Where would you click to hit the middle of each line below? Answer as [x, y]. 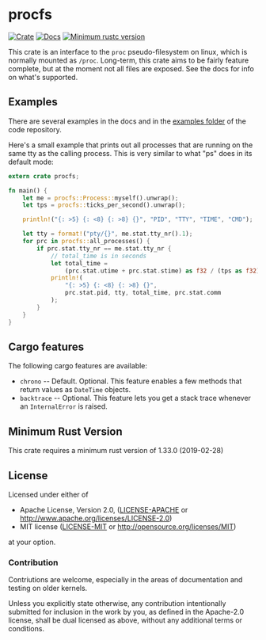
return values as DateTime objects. [75, 390]
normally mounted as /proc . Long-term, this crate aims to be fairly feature [129, 60]
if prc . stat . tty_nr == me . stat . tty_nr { [104, 248]
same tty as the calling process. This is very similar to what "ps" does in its [130, 153]
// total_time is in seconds [99, 256]
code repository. [35, 129]
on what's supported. [43, 77]
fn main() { [28, 190]
